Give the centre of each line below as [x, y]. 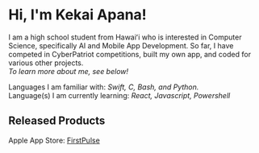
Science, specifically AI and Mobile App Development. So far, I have [121, 45]
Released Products [57, 121]
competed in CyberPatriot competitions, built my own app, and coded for [130, 54]
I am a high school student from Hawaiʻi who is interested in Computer [125, 37]
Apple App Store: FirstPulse [54, 140]
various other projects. [46, 63]
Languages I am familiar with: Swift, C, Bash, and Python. [104, 87]
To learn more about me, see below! [69, 71]
